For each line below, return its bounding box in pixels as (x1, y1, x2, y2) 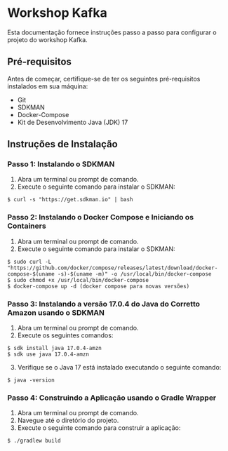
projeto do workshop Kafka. (7, 35, 88, 43)
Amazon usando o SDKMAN (7, 307, 105, 317)
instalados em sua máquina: (7, 82, 88, 90)
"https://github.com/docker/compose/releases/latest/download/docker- (7, 264, 218, 271)
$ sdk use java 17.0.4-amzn (7, 351, 90, 358)
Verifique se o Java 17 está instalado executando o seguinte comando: (17, 363, 222, 372)
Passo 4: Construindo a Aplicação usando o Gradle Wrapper (7, 393, 217, 403)
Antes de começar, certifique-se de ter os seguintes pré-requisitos (7, 74, 201, 83)
